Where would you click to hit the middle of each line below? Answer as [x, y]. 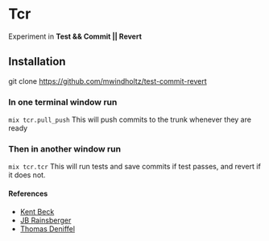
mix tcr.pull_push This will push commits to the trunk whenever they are [130, 120]
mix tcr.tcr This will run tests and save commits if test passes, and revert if [135, 167]
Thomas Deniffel [47, 229]
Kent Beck [37, 211]
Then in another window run [65, 148]
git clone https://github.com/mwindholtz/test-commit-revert [108, 81]
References [28, 193]
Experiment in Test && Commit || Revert [75, 36]
